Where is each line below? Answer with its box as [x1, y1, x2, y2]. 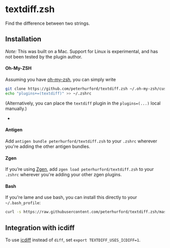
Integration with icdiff [5, 223, 75, 232]
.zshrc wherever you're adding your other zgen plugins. [5, 172, 122, 178]
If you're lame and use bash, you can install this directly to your [5, 194, 138, 201]
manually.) [5, 105, 27, 112]
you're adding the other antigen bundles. [5, 143, 91, 150]
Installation [5, 35, 41, 43]
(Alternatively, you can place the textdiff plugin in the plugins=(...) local [5, 100, 161, 106]
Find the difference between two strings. [5, 20, 90, 26]
